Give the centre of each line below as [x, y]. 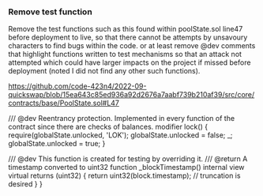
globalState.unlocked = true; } [57, 144]
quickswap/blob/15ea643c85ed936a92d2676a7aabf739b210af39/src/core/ [131, 95]
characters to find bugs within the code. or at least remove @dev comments [132, 46]
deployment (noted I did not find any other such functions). [104, 71]
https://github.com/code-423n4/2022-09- [77, 86]
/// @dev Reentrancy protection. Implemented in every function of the [122, 119]
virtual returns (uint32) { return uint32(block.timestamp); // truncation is [124, 175]
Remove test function [50, 12]
